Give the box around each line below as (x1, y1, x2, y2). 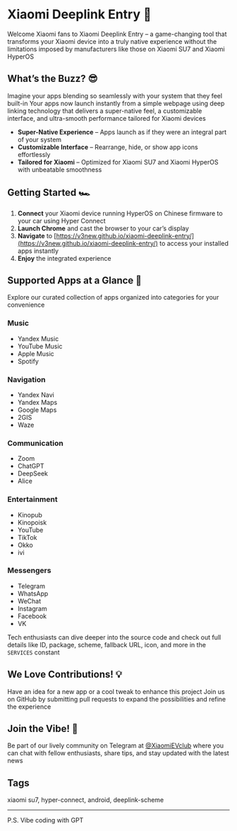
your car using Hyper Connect (17, 216, 106, 225)
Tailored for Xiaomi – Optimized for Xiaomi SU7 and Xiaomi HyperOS (17, 158, 219, 166)
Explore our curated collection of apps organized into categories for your (7, 293, 219, 302)
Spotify (17, 357, 39, 365)
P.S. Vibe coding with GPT (7, 816, 84, 825)
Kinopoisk (17, 518, 47, 526)
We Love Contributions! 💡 (7, 668, 122, 680)
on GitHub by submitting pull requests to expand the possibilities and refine (7, 695, 226, 703)
